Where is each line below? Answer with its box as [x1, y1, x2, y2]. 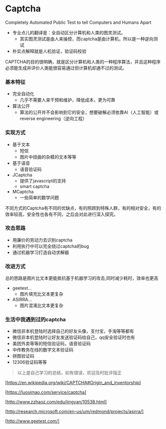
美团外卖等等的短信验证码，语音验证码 [12, 341, 91, 347]
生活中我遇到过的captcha [5, 316, 66, 323]
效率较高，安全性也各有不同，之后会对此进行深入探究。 [5, 211, 118, 217]
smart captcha [19, 183, 50, 189]
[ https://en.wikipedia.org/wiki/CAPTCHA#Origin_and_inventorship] [5, 380, 141, 386]
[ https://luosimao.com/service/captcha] [5, 389, 87, 395]
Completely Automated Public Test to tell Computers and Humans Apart [5, 19, 152, 25]
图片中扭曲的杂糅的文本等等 [19, 154, 77, 160]
